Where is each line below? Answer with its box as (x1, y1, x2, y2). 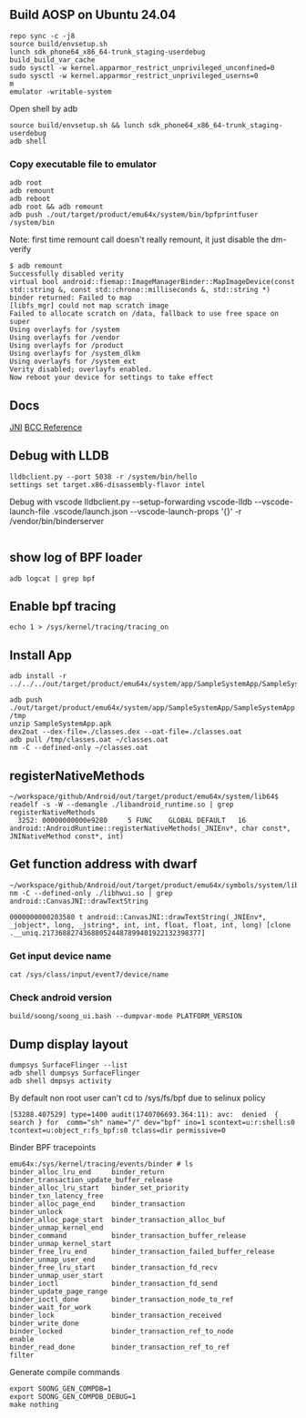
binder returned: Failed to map (9, 293, 132, 303)
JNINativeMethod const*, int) (9, 832, 125, 841)
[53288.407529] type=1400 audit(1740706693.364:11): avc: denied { (9, 1110, 280, 1119)
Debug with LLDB (9, 448, 109, 463)
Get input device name (9, 949, 112, 962)
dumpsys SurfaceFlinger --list (9, 1060, 128, 1070)
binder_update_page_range (9, 1287, 107, 1296)
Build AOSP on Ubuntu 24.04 (9, 7, 177, 23)
